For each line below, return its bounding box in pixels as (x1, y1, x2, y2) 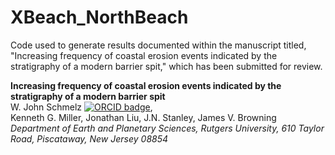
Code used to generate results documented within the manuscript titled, (10, 39, 307, 51)
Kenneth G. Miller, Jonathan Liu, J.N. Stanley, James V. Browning (10, 111, 277, 123)
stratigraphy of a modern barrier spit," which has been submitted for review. (10, 60, 323, 72)
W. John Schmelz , (10, 101, 153, 113)
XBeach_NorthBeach (10, 6, 189, 29)
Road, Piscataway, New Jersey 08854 (10, 132, 169, 145)
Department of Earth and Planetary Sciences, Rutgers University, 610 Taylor (10, 122, 325, 134)
